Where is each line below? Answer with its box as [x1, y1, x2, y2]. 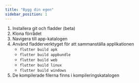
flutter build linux [19, 62, 62, 68]
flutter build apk [19, 47, 58, 52]
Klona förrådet [12, 30, 42, 36]
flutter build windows [19, 68, 67, 73]
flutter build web [19, 57, 58, 62]
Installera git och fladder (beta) [12, 25, 75, 31]
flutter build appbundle [19, 52, 71, 57]
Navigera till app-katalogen [12, 35, 68, 42]
